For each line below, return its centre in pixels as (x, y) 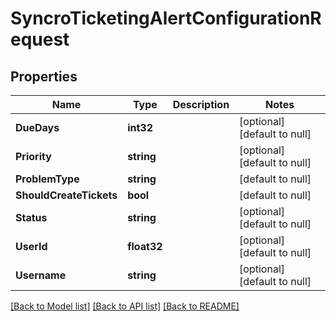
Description (201, 104)
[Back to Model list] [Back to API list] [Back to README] (125, 306)
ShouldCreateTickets (66, 195)
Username (41, 275)
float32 (145, 246)
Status (31, 217)
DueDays (37, 127)
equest (40, 39)
